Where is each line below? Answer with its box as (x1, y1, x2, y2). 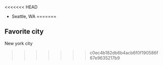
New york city (4, 40, 33, 46)
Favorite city (4, 28, 44, 36)
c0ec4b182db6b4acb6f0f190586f (90, 49, 159, 55)
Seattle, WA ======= (11, 14, 57, 19)
